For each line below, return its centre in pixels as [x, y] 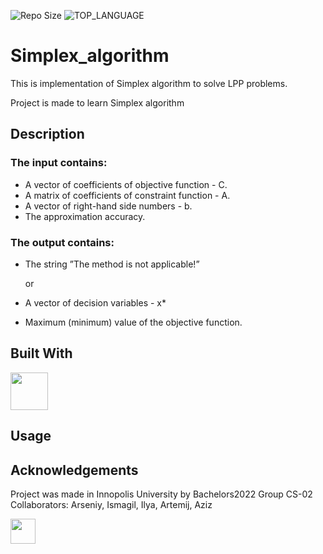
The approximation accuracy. [85, 216]
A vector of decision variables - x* [95, 302]
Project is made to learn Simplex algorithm [97, 102]
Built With [41, 353]
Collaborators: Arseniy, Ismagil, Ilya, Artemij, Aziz [111, 504]
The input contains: [59, 163]
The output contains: [62, 242]
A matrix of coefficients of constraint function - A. [127, 195]
